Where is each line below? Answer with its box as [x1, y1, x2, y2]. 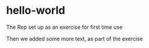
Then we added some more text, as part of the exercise [6, 35, 143, 42]
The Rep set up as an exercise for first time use [6, 23, 123, 31]
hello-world [6, 4, 66, 17]
